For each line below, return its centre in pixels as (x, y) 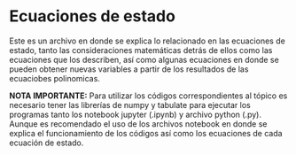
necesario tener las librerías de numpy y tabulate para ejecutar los (130, 105)
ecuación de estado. (47, 143)
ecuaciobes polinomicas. (55, 78)
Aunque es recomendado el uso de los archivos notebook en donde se (138, 124)
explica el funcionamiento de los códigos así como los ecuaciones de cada (146, 133)
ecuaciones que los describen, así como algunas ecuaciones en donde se (144, 59)
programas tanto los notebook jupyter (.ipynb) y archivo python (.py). (135, 114)
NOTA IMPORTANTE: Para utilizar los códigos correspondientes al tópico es (148, 96)
